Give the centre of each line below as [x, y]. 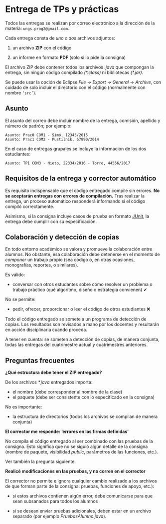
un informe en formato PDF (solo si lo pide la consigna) [69, 57]
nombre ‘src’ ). [21, 92]
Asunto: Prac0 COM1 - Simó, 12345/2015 [47, 135]
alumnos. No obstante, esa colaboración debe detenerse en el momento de [83, 254]
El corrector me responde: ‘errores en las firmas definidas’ [67, 431]
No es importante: [24, 407]
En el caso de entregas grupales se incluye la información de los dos [76, 148]
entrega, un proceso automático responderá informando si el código [75, 201]
